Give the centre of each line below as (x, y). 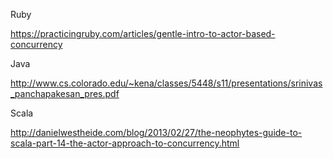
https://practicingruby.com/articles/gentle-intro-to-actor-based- (143, 33)
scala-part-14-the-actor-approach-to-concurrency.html (125, 143)
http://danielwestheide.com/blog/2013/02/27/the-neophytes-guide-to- (156, 132)
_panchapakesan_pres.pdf (65, 93)
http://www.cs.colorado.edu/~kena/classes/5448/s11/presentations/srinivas (166, 83)
